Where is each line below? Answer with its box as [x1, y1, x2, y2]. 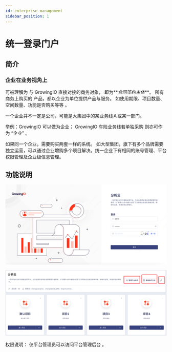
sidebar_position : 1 [5, 13, 50, 19]
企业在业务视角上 [5, 77, 48, 84]
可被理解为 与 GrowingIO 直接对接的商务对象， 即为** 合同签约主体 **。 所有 [5, 89, 164, 95]
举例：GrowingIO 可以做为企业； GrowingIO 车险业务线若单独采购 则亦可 [5, 123, 159, 130]
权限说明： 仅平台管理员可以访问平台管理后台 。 [5, 341, 106, 347]
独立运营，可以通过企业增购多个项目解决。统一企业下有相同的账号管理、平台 [5, 148, 167, 154]
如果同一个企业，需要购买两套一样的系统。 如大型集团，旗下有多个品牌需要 [5, 141, 164, 147]
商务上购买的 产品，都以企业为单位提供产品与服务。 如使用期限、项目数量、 [5, 95, 165, 102]
